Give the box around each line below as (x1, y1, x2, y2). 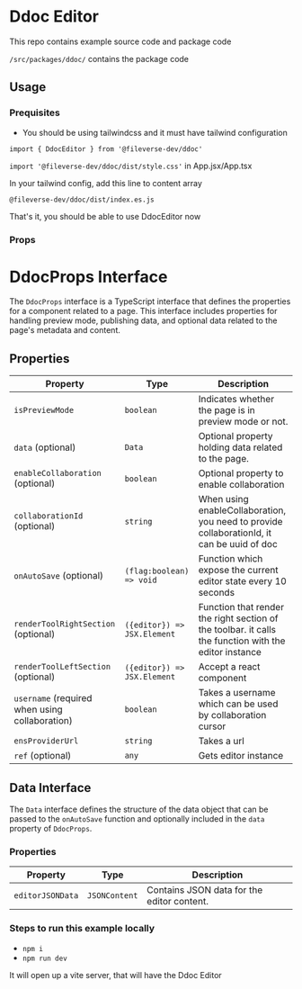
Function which (198, 553, 263, 565)
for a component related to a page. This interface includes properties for (9, 306, 278, 317)
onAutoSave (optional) (13, 570, 104, 582)
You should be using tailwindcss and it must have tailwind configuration (22, 127, 288, 138)
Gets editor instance (198, 750, 284, 762)
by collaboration (198, 709, 267, 722)
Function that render (198, 601, 285, 614)
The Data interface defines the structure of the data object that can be (9, 804, 269, 815)
